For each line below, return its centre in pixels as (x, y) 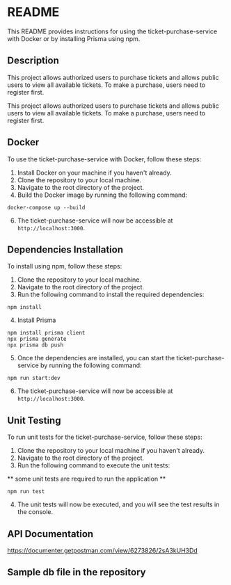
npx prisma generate (37, 339)
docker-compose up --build (46, 207)
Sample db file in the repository (77, 572)
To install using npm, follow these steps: (65, 266)
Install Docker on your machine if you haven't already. (94, 173)
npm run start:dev (34, 378)
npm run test (26, 492)
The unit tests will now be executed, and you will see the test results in (118, 504)
